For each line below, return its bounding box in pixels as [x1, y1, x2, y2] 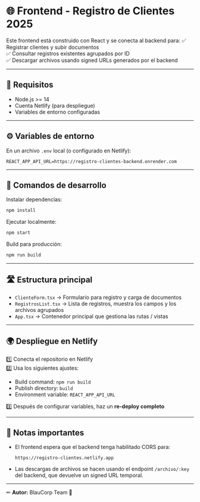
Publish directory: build [14, 384, 73, 391]
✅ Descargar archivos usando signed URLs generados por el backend [6, 57, 178, 64]
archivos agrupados [14, 306, 64, 313]
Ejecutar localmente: [6, 219, 57, 226]
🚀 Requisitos [6, 80, 54, 90]
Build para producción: [6, 241, 62, 248]
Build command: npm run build [14, 378, 91, 385]
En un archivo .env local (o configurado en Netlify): [6, 147, 132, 154]
